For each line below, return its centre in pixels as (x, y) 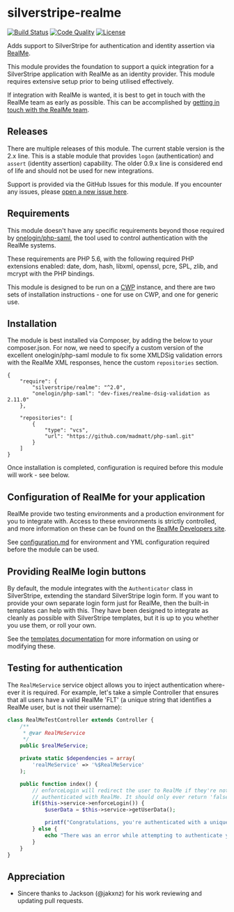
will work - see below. (39, 475)
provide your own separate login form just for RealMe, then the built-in (108, 603)
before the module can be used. (53, 549)
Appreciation (36, 876)
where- (214, 685)
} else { (45, 829)
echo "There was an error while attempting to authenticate (133, 835)
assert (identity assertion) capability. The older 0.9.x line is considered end (115, 163)
